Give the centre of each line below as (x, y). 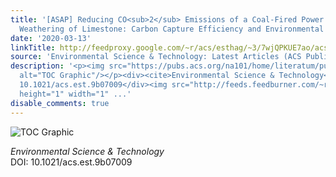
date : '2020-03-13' (51, 38)
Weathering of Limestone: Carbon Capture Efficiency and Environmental (172, 29)
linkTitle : (33, 47)
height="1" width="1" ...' (75, 94)
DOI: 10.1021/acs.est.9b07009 (71, 162)
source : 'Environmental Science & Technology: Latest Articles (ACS (156, 57)
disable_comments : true (60, 103)
